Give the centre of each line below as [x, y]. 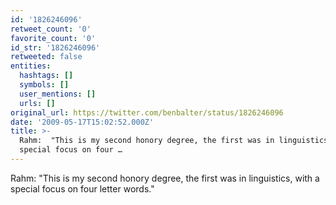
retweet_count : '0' [51, 29]
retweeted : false [46, 57]
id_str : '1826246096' [55, 47]
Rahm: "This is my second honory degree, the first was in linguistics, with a [165, 178]
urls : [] [37, 103]
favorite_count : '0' [53, 38]
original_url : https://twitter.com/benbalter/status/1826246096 [147, 112]
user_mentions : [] [58, 94]
